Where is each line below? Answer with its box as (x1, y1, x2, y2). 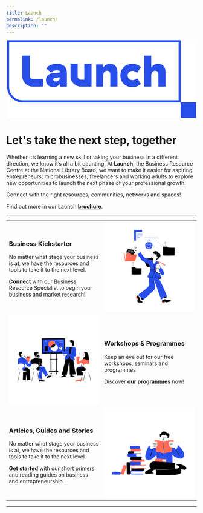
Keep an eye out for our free (104, 353, 174, 360)
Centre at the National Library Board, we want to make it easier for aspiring (6, 166, 193, 173)
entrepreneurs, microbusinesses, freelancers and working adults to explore (6, 173, 194, 180)
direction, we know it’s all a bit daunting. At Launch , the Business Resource (6, 159, 193, 167)
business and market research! (8, 291, 86, 298)
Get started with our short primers (8, 464, 95, 472)
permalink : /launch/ (6, 16, 59, 22)
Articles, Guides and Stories (8, 426, 94, 435)
